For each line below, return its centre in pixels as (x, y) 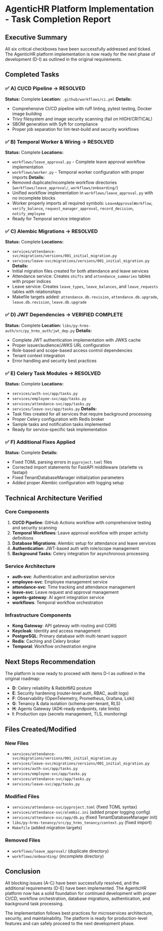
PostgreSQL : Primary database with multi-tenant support (69, 636)
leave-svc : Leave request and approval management (65, 592)
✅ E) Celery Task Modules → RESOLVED (53, 373)
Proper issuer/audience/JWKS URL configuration (61, 345)
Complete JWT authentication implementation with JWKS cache (76, 340)
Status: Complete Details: (31, 453)
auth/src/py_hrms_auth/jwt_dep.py (40, 331)
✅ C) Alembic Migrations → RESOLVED (52, 231)
